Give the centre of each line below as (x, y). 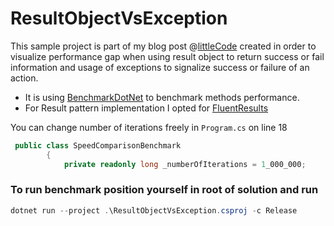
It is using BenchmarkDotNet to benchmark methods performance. (162, 97)
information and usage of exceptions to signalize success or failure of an (160, 67)
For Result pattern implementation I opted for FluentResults (146, 108)
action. (24, 78)
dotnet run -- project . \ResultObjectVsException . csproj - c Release (154, 210)
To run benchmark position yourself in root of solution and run (164, 190)
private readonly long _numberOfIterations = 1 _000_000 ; (185, 164)
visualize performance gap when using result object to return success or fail (167, 56)
